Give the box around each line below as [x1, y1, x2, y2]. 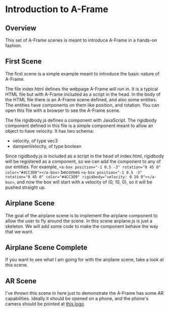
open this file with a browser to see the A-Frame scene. [5, 107, 121, 113]
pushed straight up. [5, 184, 46, 190]
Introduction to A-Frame [5, 4, 108, 15]
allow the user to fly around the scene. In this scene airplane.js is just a [5, 218, 153, 224]
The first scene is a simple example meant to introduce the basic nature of [5, 70, 160, 76]
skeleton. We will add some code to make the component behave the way [5, 223, 158, 229]
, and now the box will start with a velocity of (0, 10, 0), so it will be [14, 179, 152, 185]
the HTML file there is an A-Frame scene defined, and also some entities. [5, 96, 157, 102]
